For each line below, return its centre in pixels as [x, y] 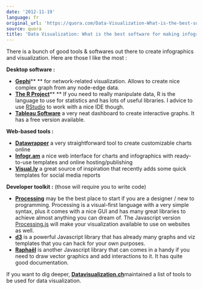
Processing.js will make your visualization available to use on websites [102, 224]
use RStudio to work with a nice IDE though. [70, 107]
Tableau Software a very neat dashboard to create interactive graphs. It [105, 113]
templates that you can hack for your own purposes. [80, 243]
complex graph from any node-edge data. [67, 87]
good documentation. [42, 262]
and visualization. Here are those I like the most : [67, 58]
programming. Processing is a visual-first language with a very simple [102, 205]
